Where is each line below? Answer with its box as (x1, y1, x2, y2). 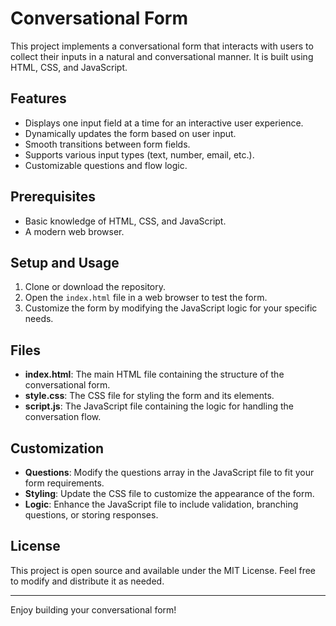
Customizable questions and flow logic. (24, 159, 188, 171)
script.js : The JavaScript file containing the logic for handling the (24, 400, 294, 412)
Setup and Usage (10, 254, 120, 271)
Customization (10, 440, 105, 457)
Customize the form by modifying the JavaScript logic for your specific (24, 302, 318, 314)
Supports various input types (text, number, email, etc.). (24, 148, 255, 161)
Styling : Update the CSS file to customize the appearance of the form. (24, 488, 315, 499)
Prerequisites (10, 188, 96, 206)
